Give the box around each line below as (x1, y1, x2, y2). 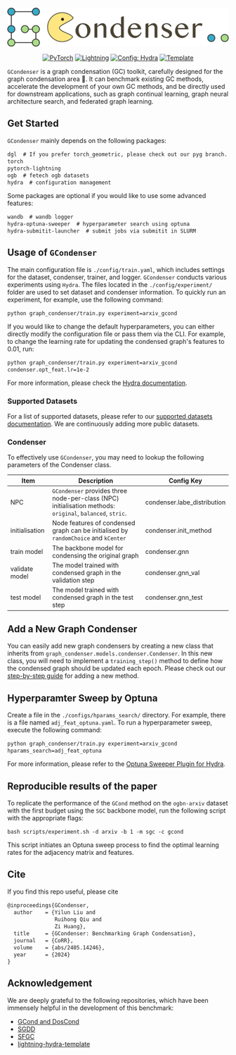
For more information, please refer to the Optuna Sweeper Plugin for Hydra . (7, 760, 226, 768)
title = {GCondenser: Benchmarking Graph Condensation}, (13, 930, 197, 937)
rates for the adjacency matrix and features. (7, 849, 135, 856)
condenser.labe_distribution (145, 498, 226, 506)
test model (10, 593, 41, 602)
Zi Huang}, (54, 923, 86, 930)
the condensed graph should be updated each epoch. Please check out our (7, 664, 226, 673)
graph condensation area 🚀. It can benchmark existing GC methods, (7, 75, 204, 83)
